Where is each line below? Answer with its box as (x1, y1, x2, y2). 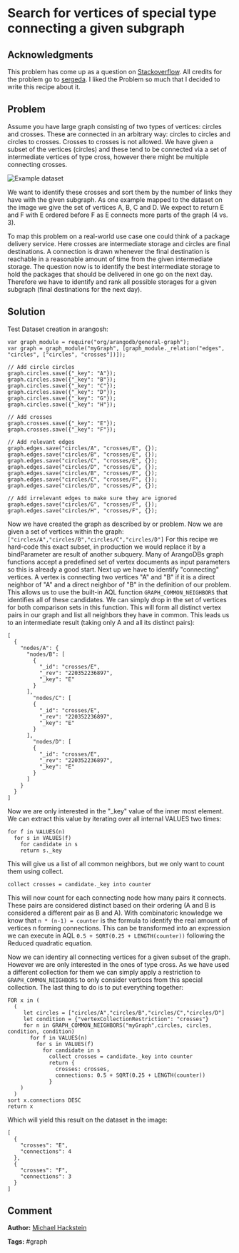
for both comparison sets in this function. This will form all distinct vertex (7, 603, 222, 612)
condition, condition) (7, 1028, 75, 1035)
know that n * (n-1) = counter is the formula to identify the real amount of (7, 915, 228, 925)
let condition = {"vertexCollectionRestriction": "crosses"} (23, 1015, 209, 1023)
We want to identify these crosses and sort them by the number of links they (7, 188, 233, 196)
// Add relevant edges (7, 438, 75, 445)
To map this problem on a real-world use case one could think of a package (7, 232, 230, 240)
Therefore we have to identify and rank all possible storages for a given (7, 277, 218, 286)
